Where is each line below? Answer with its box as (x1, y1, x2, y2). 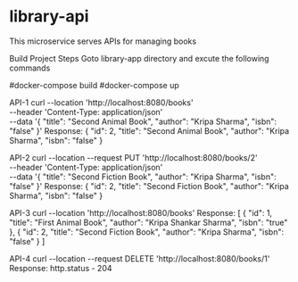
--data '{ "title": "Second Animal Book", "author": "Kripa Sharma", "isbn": (9, 116, 277, 127)
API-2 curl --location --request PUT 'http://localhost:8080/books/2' (9, 152, 258, 162)
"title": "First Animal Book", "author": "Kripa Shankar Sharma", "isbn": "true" (9, 217, 288, 228)
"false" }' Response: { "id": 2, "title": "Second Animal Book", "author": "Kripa (9, 125, 290, 136)
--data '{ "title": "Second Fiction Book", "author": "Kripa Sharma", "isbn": (9, 171, 277, 182)
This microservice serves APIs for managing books (9, 36, 197, 46)
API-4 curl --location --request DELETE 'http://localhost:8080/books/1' (9, 253, 270, 264)
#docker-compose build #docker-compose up (9, 79, 180, 90)
